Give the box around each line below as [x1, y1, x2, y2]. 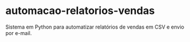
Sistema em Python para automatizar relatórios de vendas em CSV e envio [5, 23, 185, 30]
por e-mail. [5, 29, 32, 36]
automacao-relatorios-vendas [5, 4, 155, 17]
